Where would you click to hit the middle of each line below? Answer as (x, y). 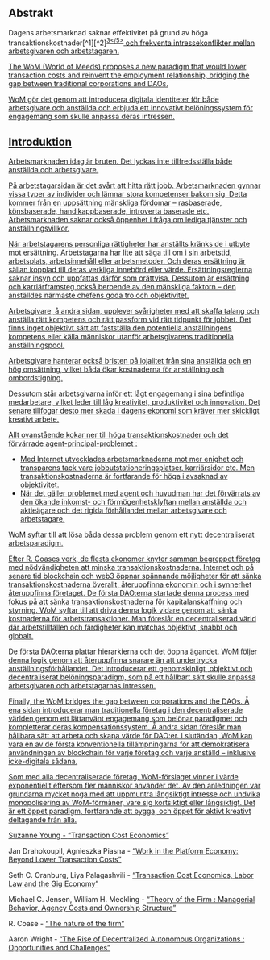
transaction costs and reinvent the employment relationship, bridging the (129, 75)
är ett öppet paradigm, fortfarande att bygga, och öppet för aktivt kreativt (130, 811)
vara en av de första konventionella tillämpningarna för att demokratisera (129, 744)
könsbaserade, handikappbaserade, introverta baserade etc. (109, 211)
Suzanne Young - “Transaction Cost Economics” (89, 835)
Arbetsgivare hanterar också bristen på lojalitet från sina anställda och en (130, 361)
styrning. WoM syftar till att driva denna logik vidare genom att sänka (123, 610)
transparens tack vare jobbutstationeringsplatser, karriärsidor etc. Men (137, 468)
